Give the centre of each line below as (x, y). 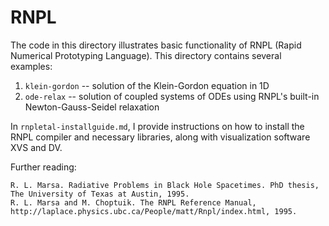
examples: (31, 66)
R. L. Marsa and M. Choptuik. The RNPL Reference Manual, (133, 202)
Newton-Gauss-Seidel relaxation (92, 107)
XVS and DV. (36, 147)
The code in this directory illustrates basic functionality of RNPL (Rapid (156, 45)
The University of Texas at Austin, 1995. (100, 194)
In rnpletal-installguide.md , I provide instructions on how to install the (157, 126)
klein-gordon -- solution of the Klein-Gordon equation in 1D (147, 85)
